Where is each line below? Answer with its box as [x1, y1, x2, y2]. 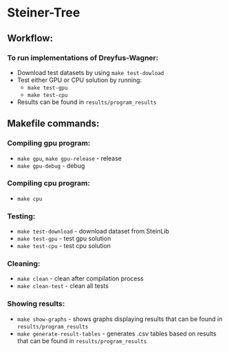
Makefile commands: [7, 118, 100, 130]
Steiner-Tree [7, 5, 80, 21]
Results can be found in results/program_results [17, 98, 157, 106]
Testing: [7, 211, 36, 221]
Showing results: [7, 299, 65, 309]
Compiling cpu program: [7, 178, 91, 188]
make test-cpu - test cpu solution [17, 242, 111, 250]
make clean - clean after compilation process [17, 274, 144, 283]
